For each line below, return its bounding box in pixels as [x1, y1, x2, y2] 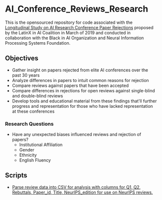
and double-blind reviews [12, 93, 63, 99]
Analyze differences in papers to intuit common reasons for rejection [12, 77, 149, 83]
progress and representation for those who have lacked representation [12, 103, 153, 109]
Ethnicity [19, 152, 37, 158]
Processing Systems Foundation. [5, 40, 71, 46]
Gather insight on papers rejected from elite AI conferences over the [12, 67, 148, 73]
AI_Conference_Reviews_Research [5, 3, 148, 15]
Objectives [5, 54, 39, 63]
